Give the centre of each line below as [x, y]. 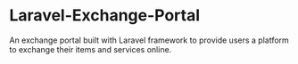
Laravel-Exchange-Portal [105, 16]
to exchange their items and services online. [91, 49]
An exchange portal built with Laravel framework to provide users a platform [149, 40]
